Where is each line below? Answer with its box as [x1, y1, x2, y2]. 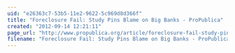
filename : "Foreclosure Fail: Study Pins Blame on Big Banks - [7, 36, 196, 43]
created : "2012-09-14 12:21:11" [7, 23, 101, 30]
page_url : [7, 29, 36, 36]
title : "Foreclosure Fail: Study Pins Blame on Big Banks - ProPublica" [7, 17, 224, 23]
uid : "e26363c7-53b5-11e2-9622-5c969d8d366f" [7, 10, 142, 17]
